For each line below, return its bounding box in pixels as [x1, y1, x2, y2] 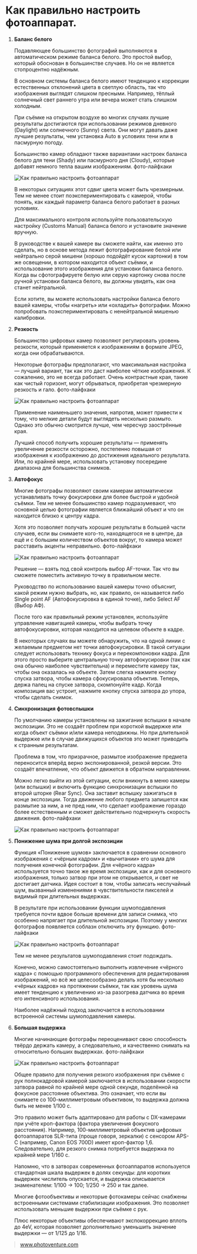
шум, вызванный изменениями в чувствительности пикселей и [14, 886, 174, 893]
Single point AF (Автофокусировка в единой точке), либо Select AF [14, 595, 181, 603]
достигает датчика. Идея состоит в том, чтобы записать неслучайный [14, 880, 191, 887]
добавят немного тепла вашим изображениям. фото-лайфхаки [14, 163, 172, 170]
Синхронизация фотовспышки [14, 705, 94, 712]
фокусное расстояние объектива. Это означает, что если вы [14, 1089, 166, 1096]
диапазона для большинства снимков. [14, 464, 111, 471]
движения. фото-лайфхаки [14, 814, 81, 821]
